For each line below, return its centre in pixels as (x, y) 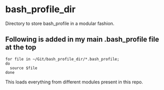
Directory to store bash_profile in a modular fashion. (60, 23)
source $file (24, 68)
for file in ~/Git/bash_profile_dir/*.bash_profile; (62, 59)
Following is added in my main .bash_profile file (82, 39)
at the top (21, 48)
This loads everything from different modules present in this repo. (74, 82)
